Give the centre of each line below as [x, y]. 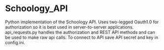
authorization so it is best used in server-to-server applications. [69, 27]
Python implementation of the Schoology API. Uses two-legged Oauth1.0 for [82, 22]
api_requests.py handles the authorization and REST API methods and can [80, 32]
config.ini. [15, 42]
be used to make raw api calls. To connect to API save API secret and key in [82, 37]
